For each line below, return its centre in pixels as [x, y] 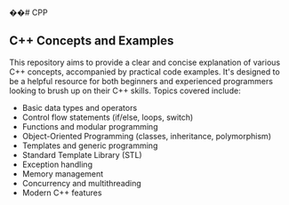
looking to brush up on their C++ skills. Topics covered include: [125, 91]
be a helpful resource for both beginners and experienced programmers [141, 81]
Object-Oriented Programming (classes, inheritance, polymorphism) [146, 136]
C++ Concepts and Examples [92, 41]
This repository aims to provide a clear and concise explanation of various [145, 62]
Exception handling [57, 164]
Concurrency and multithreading [82, 183]
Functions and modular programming [90, 126]
